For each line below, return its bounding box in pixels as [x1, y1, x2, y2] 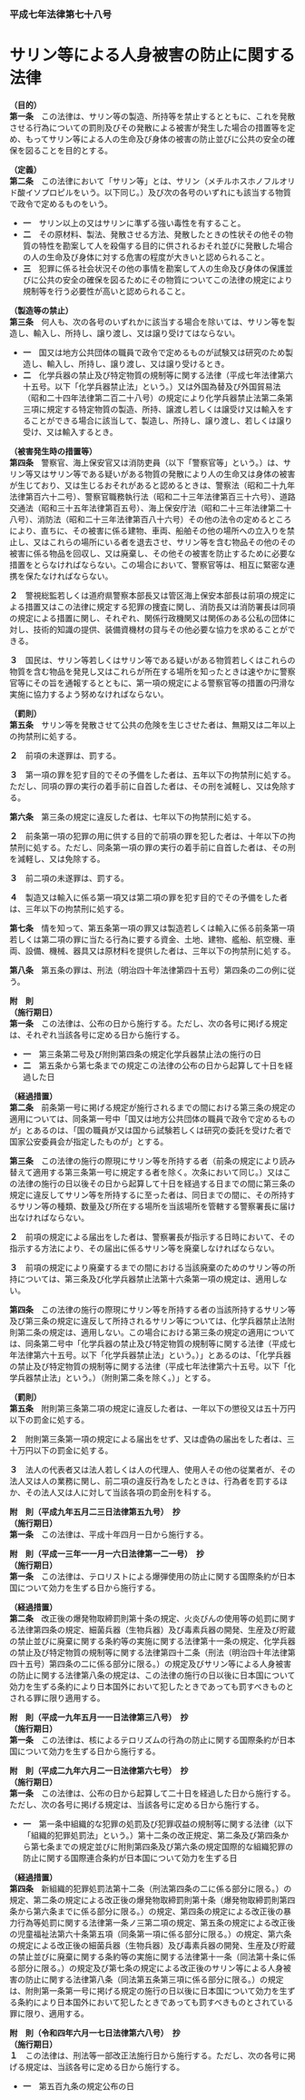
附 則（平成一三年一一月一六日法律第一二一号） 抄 [9, 1548, 204, 1559]
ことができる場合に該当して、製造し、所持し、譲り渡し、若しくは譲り [30, 415, 293, 426]
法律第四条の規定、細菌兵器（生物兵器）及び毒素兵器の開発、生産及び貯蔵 [16, 1624, 296, 1635]
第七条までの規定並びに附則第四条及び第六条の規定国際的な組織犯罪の [30, 1841, 293, 1852]
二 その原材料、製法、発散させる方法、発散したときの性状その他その [22, 229, 286, 240]
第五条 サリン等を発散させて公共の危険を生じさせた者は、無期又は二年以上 [9, 719, 296, 730]
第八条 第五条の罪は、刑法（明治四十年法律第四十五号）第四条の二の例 [9, 965, 280, 976]
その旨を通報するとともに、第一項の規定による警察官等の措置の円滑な [33, 677, 295, 688]
